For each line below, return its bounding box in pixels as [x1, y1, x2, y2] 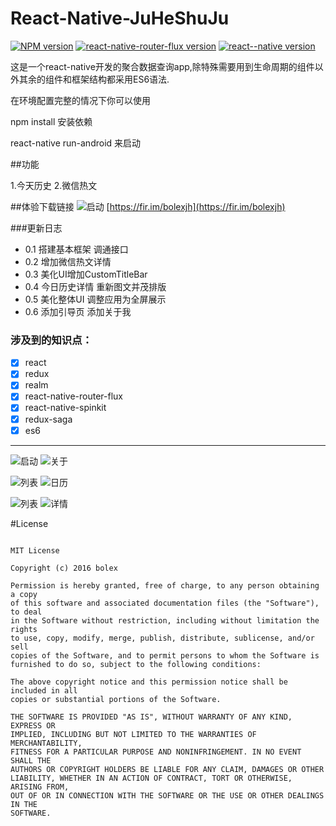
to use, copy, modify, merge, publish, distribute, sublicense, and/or [10, 633, 315, 643]
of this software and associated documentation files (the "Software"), [10, 598, 320, 608]
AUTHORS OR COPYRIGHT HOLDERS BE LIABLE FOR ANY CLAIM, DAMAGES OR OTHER [10, 764, 325, 774]
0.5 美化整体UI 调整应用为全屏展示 [24, 293, 167, 305]
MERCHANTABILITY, [10, 738, 83, 748]
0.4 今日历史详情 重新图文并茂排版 [24, 280, 167, 292]
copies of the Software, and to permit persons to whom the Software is [10, 650, 320, 661]
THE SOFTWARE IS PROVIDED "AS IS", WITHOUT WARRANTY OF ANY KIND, [10, 712, 293, 722]
